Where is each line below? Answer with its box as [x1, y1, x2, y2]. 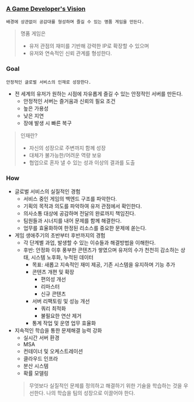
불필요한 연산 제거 [40, 312, 82, 319]
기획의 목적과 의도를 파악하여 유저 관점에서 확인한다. [23, 202, 142, 209]
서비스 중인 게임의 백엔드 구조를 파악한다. [23, 195, 117, 202]
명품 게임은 [20, 30, 46, 37]
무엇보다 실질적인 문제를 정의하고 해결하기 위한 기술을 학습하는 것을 [29, 382, 182, 389]
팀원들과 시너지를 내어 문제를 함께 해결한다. [23, 217, 122, 224]
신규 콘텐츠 [40, 290, 66, 297]
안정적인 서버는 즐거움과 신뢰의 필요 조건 [23, 97, 116, 104]
